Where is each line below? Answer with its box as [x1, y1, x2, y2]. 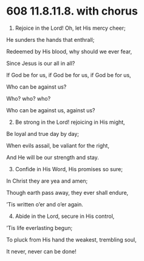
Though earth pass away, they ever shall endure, [6, 189, 129, 196]
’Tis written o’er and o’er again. [6, 200, 84, 208]
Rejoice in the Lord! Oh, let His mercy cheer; [15, 24, 126, 32]
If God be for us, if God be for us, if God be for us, [6, 71, 132, 78]
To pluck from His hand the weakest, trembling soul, [6, 236, 137, 243]
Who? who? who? [6, 95, 51, 102]
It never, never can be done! [6, 248, 77, 255]
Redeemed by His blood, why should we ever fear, [6, 47, 132, 55]
